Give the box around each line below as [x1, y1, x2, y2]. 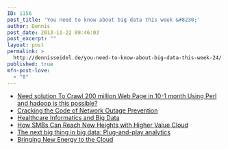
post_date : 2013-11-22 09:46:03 [7, 29, 99, 36]
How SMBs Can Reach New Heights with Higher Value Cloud [16, 121, 188, 130]
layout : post [7, 42, 45, 48]
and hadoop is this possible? [16, 100, 98, 108]
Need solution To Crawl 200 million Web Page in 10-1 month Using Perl [16, 92, 217, 100]
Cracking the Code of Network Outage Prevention [16, 106, 158, 115]
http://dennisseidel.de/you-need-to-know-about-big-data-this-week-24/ [13, 55, 223, 61]
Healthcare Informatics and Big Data [16, 114, 120, 122]
